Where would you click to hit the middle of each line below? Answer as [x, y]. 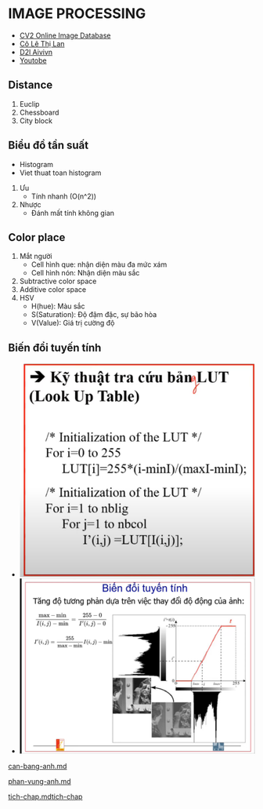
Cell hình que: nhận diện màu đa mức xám [99, 264]
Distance [31, 85]
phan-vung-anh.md [40, 782]
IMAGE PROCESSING [77, 14]
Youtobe [33, 60]
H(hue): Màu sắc [58, 306]
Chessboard [39, 112]
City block [36, 120]
